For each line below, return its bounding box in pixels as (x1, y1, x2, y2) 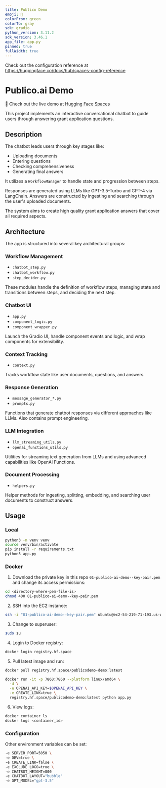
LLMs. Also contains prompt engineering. (5, 415, 89, 421)
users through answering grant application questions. (5, 116, 114, 122)
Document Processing (5, 471, 60, 478)
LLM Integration (5, 428, 44, 435)
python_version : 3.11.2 (5, 30, 54, 35)
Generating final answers (12, 169, 64, 175)
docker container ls (5, 713, 48, 718)
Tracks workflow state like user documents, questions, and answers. (5, 371, 145, 377)
